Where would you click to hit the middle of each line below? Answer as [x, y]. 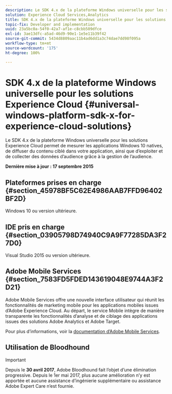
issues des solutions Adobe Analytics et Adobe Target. [63, 321]
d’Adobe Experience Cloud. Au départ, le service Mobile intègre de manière [85, 311]
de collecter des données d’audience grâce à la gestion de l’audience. [79, 157]
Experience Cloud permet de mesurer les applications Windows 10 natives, [84, 146]
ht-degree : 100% [23, 53]
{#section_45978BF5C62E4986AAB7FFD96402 [84, 191]
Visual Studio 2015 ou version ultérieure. [48, 255]
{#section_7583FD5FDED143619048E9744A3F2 [84, 279]
